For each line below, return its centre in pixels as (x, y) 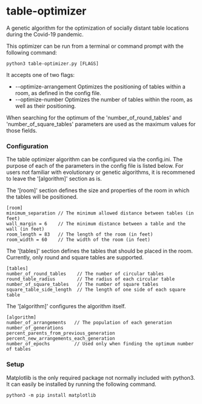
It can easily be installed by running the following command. (81, 384)
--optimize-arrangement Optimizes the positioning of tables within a (100, 87)
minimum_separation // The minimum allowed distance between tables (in (100, 213)
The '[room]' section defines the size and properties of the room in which (98, 190)
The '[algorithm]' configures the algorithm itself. (66, 306)
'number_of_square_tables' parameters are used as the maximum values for (101, 124)
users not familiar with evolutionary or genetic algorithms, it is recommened (101, 172)
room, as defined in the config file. (58, 93)
